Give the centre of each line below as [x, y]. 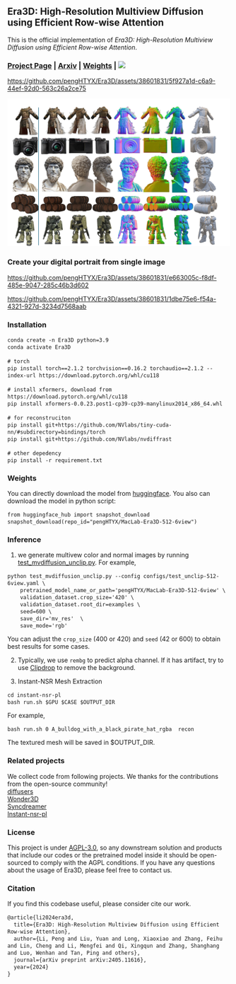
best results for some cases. [49, 647]
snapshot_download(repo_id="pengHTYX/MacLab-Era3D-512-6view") [102, 522]
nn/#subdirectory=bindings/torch [57, 432]
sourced [19, 863]
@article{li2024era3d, [41, 918]
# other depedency [34, 453]
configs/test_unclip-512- [181, 577]
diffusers [20, 791]
